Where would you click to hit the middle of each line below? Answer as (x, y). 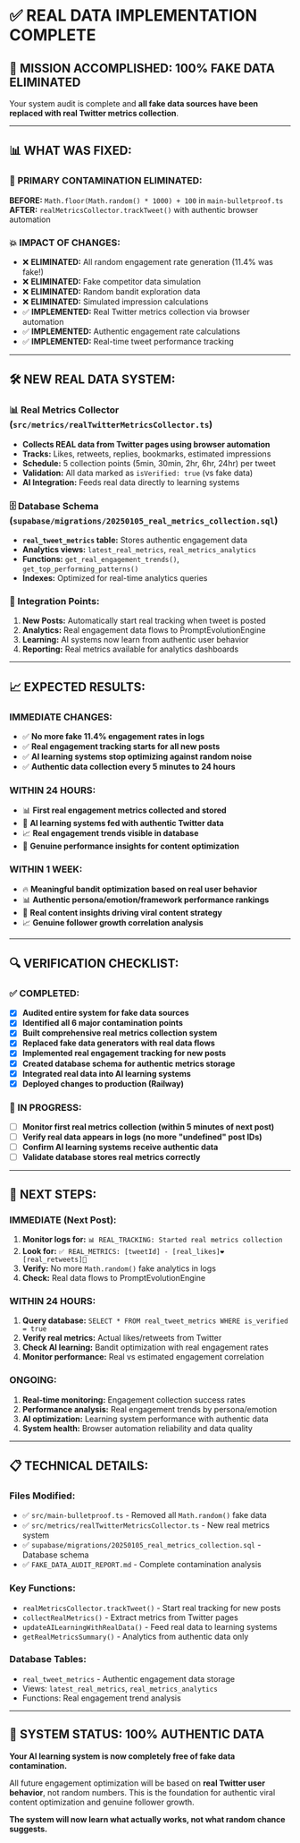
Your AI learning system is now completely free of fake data (122, 1756)
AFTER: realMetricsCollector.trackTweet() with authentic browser (134, 209)
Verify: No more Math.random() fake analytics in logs (119, 1268)
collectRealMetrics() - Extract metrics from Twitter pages (130, 1617)
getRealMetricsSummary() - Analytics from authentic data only (135, 1636)
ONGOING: (33, 1380)
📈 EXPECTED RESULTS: (77, 687)
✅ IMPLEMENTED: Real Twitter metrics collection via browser (136, 311)
